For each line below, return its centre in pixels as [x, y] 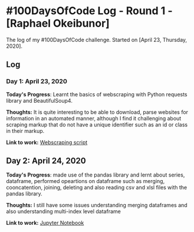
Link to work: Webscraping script [47, 142]
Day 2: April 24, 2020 [46, 161]
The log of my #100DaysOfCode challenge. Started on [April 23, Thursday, [97, 40]
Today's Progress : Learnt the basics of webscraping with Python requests [97, 94]
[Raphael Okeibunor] [58, 23]
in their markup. [25, 130]
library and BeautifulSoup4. [39, 100]
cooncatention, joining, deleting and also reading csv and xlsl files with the [97, 188]
